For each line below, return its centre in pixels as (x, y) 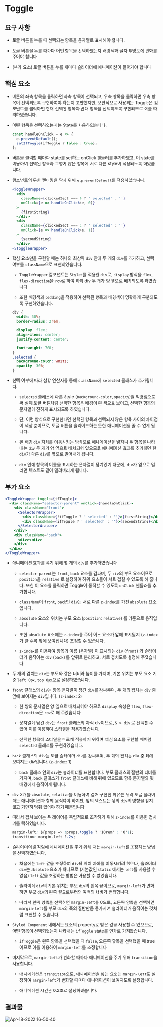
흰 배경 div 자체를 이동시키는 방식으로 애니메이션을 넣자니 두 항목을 (83, 442)
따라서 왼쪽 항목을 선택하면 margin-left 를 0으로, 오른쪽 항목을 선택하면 (87, 902)
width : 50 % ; (29, 317)
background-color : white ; (43, 361)
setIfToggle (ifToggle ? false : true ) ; (57, 143)
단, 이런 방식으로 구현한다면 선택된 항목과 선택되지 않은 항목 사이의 (82, 419)
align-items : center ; (39, 335)
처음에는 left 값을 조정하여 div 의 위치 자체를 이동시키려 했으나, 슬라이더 (88, 863)
